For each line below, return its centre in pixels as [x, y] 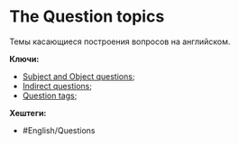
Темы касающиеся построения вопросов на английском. [120, 41]
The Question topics [87, 17]
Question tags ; [50, 95]
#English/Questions [59, 130]
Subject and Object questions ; [78, 76]
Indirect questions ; [57, 86]
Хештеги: [28, 113]
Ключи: [24, 59]
